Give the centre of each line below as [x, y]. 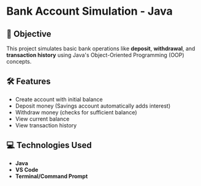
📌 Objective [29, 34]
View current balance [42, 119]
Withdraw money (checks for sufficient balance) [76, 112]
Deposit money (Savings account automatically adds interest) [93, 106]
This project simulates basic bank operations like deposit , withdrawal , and [101, 48]
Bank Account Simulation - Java [89, 11]
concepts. [19, 61]
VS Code [27, 169]
